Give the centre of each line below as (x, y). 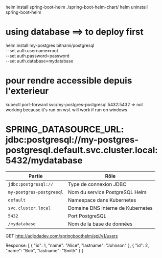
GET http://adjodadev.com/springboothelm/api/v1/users (62, 236)
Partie (36, 176)
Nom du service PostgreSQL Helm (107, 192)
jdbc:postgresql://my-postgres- (72, 140)
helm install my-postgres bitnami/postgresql (50, 45)
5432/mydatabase (44, 161)
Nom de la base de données (100, 224)
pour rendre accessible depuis (69, 81)
